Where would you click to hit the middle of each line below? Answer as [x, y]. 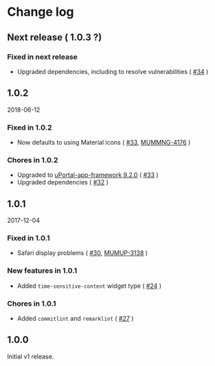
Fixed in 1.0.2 [30, 127]
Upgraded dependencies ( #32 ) [63, 182]
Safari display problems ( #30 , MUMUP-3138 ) [82, 253]
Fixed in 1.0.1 [29, 239]
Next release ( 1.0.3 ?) [55, 37]
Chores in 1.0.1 [32, 304]
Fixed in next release [42, 57]
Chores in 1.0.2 [33, 160]
